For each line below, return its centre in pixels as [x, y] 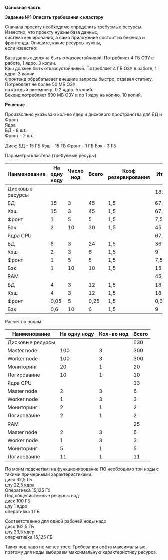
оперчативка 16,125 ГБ [29, 537]
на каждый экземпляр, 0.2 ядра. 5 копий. [49, 90]
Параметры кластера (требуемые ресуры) [51, 155]
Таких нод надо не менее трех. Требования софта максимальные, [76, 547]
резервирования [129, 177]
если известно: [21, 48]
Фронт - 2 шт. [19, 136]
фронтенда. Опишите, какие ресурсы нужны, [53, 43]
